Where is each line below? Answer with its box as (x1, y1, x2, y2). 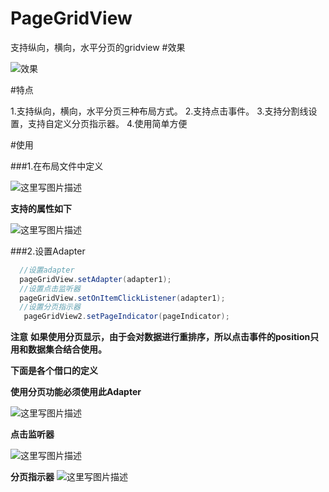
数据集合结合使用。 (27, 343, 107, 356)
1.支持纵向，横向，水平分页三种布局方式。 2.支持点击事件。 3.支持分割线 (10, 105, 309, 117)
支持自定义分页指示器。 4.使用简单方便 (27, 117, 188, 129)
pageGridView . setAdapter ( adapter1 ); (19, 274, 172, 284)
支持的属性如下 (10, 202, 72, 214)
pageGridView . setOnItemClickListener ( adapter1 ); (19, 293, 226, 303)
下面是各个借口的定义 (10, 365, 98, 377)
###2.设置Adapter (10, 245, 86, 257)
